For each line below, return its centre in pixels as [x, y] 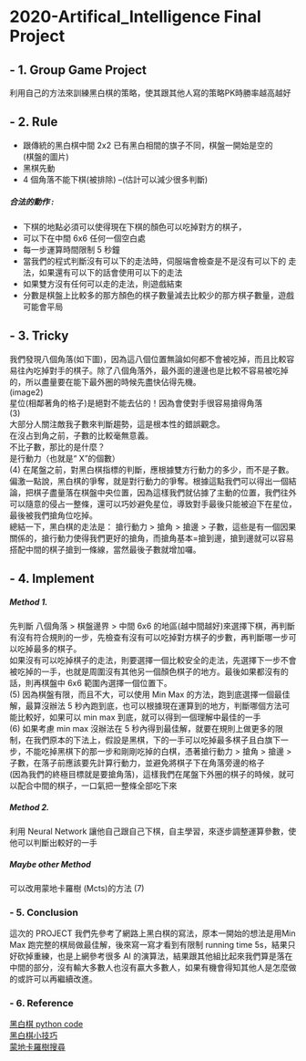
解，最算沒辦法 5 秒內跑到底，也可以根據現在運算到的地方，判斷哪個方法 [146, 705]
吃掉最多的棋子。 [49, 649]
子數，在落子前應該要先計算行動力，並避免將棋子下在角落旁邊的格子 [137, 763]
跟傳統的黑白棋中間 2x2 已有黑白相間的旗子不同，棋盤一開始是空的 [148, 145]
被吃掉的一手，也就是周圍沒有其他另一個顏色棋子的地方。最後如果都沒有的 [149, 671]
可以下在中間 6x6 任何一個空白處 [84, 238]
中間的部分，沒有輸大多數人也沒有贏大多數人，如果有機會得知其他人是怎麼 [149, 968]
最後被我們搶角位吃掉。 [53, 515]
